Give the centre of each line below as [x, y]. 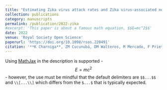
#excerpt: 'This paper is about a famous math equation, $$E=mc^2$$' [79, 28]
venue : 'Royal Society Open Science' [44, 38]
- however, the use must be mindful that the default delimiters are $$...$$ [81, 77]
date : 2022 [16, 33]
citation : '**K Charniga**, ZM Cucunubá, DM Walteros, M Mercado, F [78, 47]
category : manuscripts [29, 19]
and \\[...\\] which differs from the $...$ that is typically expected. [76, 83]
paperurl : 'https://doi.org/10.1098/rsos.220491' [58, 42]
